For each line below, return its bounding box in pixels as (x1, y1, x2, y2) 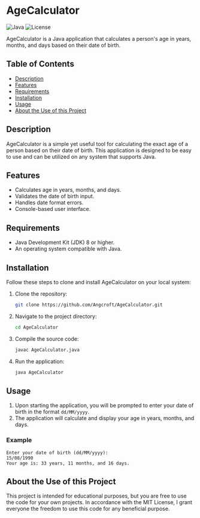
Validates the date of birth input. (14, 193, 95, 200)
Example (6, 436, 32, 445)
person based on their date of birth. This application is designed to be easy (6, 147, 192, 154)
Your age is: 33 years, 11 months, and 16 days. (6, 460, 130, 466)
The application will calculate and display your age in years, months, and (14, 415, 195, 422)
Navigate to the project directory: (14, 312, 97, 320)
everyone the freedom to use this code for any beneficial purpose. (6, 505, 170, 513)
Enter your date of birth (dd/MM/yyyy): (6, 449, 109, 456)
